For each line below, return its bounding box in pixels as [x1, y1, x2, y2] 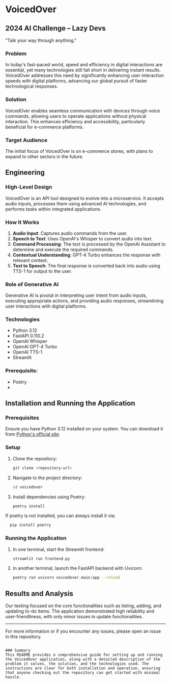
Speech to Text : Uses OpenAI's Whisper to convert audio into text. [12, 235, 153, 241]
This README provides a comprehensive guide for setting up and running [5, 652, 163, 658]
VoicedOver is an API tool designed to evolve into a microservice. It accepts [5, 195, 164, 201]
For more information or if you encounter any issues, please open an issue [5, 628, 161, 635]
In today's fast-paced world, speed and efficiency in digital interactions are [5, 62, 163, 68]
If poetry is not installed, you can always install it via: [5, 513, 116, 519]
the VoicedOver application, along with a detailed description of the [5, 657, 160, 662]
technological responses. [5, 83, 59, 90]
